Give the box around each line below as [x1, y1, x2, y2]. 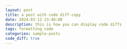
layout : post [5, 7, 33, 13]
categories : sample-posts [5, 31, 60, 36]
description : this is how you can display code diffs [5, 21, 122, 27]
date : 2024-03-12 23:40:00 [5, 17, 63, 22]
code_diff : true [5, 36, 40, 41]
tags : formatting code [5, 27, 54, 32]
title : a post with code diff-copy [5, 12, 81, 17]
